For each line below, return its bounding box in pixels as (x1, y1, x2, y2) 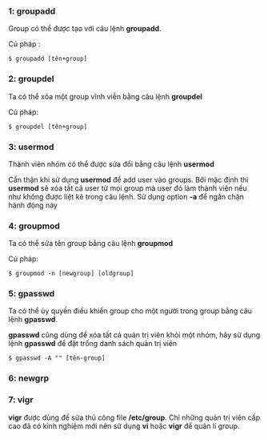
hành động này (8, 200, 58, 210)
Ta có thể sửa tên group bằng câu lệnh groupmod (8, 239, 174, 248)
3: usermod (8, 141, 54, 152)
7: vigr (8, 394, 34, 405)
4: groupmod (8, 220, 60, 232)
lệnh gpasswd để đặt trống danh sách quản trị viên (8, 339, 178, 348)
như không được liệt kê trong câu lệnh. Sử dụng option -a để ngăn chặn (8, 191, 244, 201)
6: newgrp (8, 373, 50, 384)
